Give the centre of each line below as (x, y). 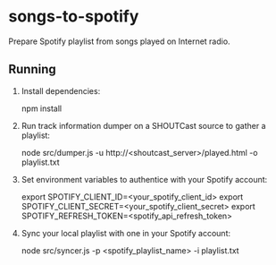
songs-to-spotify (74, 17)
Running (33, 69)
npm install (42, 108)
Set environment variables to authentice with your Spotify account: (144, 179)
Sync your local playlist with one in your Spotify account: (126, 233)
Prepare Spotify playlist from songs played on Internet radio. (119, 41)
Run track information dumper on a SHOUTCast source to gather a (143, 125)
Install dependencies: (61, 90)
